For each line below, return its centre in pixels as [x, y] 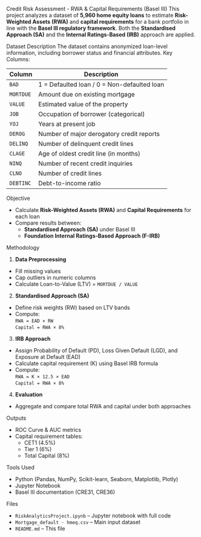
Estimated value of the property [83, 104]
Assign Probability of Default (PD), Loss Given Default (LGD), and [96, 351]
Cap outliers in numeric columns [55, 278]
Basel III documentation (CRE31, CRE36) [65, 492]
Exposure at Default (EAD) [48, 357]
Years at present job [67, 124]
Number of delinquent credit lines [86, 144]
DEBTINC [20, 183]
